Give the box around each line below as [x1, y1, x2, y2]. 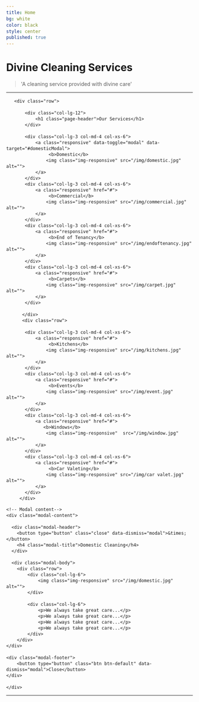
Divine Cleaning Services [6, 61, 133, 74]
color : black [6, 22, 38, 28]
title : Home [6, 9, 36, 15]
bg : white [6, 15, 31, 22]
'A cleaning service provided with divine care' [20, 81, 132, 88]
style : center [6, 28, 41, 34]
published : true [6, 34, 46, 41]
